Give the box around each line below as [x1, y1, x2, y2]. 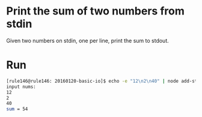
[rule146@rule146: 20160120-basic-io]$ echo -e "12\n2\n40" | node [6, 78, 179, 84]
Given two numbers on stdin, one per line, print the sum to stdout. [6, 37, 170, 44]
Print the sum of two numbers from [6, 4, 185, 18]
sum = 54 [6, 106, 28, 112]
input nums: [6, 83, 36, 90]
